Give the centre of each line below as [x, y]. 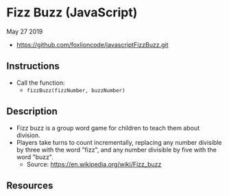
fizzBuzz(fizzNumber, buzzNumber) [76, 90]
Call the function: [40, 83]
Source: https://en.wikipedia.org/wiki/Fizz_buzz [94, 164]
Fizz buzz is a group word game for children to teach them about [108, 128]
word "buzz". [35, 157]
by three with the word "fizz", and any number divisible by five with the [116, 150]
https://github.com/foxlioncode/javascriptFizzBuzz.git [92, 44]
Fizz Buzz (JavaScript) [72, 13]
